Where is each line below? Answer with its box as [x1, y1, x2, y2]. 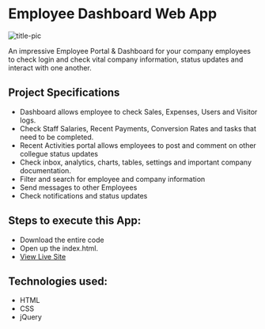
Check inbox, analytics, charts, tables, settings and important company [19, 157, 252, 167]
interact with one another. [8, 62, 93, 72]
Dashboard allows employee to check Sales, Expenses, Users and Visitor [19, 107, 258, 116]
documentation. [19, 165, 71, 175]
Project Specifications [8, 86, 120, 100]
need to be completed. [19, 132, 94, 142]
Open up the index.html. [19, 243, 99, 253]
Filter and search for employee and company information [19, 174, 206, 183]
